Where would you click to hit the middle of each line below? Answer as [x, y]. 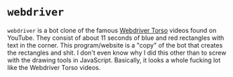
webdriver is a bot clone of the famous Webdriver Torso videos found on [112, 30]
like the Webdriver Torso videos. [54, 67]
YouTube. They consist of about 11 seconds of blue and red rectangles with [116, 38]
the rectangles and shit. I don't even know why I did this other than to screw [117, 52]
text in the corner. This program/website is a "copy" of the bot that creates [115, 45]
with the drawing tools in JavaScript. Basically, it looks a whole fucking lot [114, 60]
